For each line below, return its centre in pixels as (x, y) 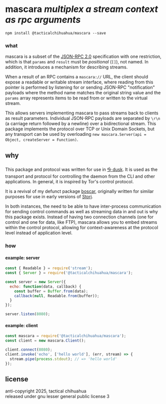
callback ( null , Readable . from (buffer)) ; (57, 296)
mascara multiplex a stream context (82, 9)
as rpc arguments (43, 20)
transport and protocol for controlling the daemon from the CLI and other (80, 176)
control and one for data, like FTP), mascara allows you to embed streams (81, 222)
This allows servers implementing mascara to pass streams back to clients (82, 113)
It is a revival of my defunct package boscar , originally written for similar (79, 191)
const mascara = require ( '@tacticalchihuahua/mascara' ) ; (66, 336)
